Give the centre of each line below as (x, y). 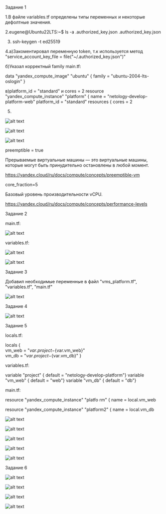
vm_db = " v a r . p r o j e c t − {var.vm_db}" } (43, 356)
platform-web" (20, 102)
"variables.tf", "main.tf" (29, 287)
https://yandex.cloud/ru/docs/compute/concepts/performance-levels (76, 204)
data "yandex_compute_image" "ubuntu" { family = (58, 76)
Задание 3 (16, 272)
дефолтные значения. (28, 22)
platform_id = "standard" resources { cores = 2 (84, 102)
